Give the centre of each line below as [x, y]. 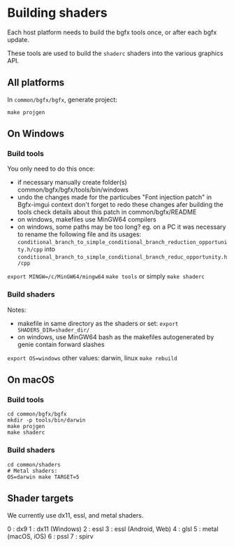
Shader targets [41, 498]
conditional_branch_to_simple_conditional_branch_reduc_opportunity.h [122, 257]
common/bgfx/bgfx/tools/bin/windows [73, 190]
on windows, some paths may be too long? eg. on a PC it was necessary [122, 227]
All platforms [36, 83]
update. [18, 39]
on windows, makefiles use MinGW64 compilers [87, 220]
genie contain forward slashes [61, 344]
